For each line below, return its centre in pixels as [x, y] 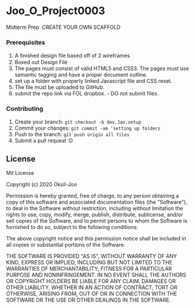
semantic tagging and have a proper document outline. [81, 75]
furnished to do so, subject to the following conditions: [72, 227]
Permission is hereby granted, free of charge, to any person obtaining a [93, 196]
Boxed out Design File [41, 62]
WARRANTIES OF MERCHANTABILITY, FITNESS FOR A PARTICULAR [89, 269]
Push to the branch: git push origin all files [72, 134]
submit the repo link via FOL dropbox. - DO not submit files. [86, 94]
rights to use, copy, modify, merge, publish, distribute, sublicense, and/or [95, 215]
